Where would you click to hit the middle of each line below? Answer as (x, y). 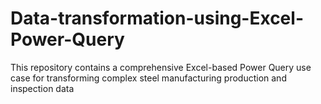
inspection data (42, 88)
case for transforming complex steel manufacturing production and (148, 78)
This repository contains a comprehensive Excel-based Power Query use (161, 67)
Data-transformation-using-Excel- (157, 18)
